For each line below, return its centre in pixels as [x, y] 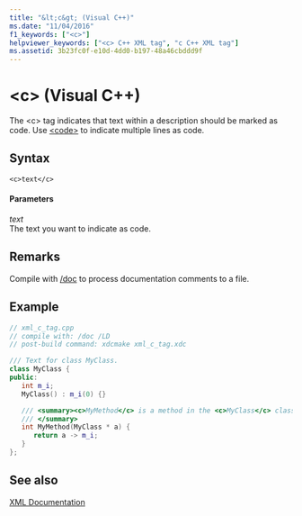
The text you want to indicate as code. [80, 229]
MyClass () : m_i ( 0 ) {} [63, 394]
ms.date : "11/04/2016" [52, 26]
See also [34, 480]
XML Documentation [47, 502]
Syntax [30, 158]
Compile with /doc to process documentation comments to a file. [129, 278]
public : [24, 378]
